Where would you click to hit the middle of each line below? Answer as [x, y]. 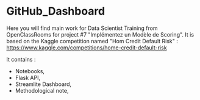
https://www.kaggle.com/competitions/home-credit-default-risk [87, 48]
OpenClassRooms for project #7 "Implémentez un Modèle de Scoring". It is [100, 34]
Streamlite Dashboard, [43, 84]
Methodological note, [42, 90]
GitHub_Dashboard [56, 11]
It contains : [21, 59]
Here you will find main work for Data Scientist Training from [82, 28]
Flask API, [28, 77]
